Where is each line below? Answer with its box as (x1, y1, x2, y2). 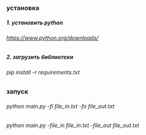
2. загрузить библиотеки (6, 53, 74, 60)
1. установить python (6, 19, 63, 26)
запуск (6, 87, 29, 96)
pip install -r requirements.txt (6, 68, 80, 76)
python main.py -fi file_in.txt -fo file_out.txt (6, 103, 115, 110)
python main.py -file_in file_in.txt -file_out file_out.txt (6, 122, 140, 129)
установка (6, 4, 40, 12)
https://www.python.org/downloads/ (6, 34, 99, 42)
